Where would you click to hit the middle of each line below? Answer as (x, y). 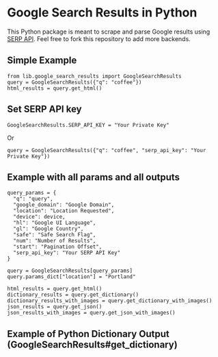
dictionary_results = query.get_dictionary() (73, 295)
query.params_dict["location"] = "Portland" (71, 277)
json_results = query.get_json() (55, 307)
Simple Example (42, 61)
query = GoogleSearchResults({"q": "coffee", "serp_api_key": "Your (107, 150)
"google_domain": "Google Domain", (64, 205)
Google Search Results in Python (102, 13)
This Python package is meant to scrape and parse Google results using (109, 32)
